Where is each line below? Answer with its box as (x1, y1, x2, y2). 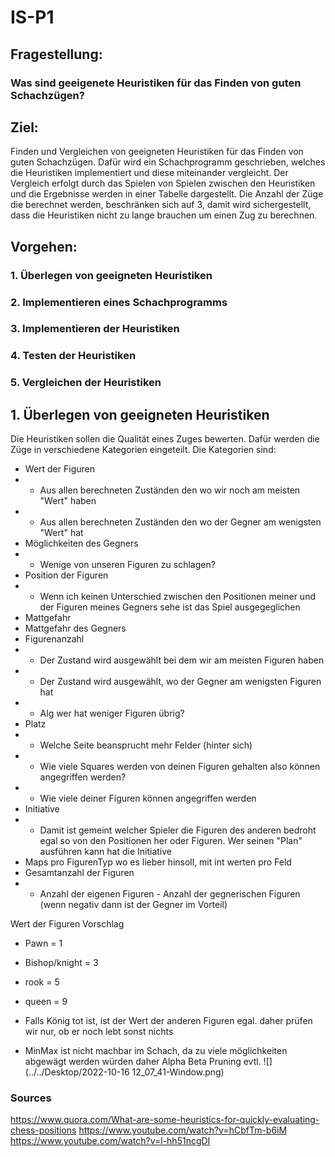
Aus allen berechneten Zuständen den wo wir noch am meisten (39, 484, 301, 496)
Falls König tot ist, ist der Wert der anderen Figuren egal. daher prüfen (24, 1015, 313, 1027)
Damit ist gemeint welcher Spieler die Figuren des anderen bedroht (39, 824, 317, 836)
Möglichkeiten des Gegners (24, 537, 139, 550)
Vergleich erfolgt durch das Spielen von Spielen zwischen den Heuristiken (10, 177, 316, 190)
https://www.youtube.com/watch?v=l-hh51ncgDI (10, 1135, 211, 1147)
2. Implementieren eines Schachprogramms (10, 295, 228, 309)
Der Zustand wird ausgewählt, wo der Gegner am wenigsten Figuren (39, 676, 322, 688)
